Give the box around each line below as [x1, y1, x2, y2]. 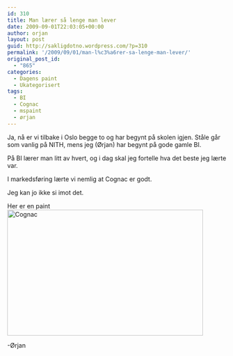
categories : [7, 68, 42, 75]
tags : [7, 88, 23, 95]
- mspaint [13, 107, 42, 114]
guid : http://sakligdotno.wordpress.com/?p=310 [7, 42, 148, 49]
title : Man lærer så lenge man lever [7, 17, 117, 24]
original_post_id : [7, 56, 61, 63]
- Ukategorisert [13, 82, 61, 88]
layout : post [7, 36, 45, 43]
